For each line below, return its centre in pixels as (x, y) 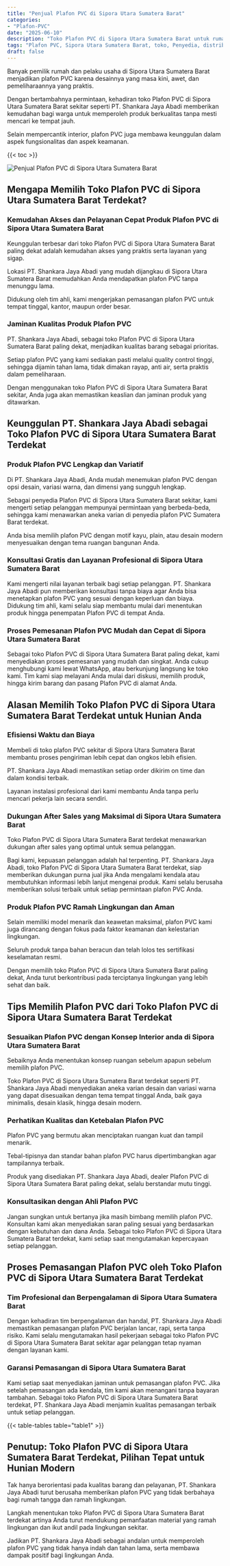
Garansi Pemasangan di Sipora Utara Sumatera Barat (97, 1368)
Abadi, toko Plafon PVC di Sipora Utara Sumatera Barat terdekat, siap (104, 867)
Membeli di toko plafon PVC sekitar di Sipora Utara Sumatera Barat (101, 750)
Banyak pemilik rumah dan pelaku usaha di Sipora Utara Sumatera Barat (108, 71)
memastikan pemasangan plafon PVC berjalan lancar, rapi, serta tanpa (106, 1328)
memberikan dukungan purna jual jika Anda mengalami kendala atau (103, 875)
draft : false (26, 52)
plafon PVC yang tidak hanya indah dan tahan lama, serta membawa (103, 1547)
